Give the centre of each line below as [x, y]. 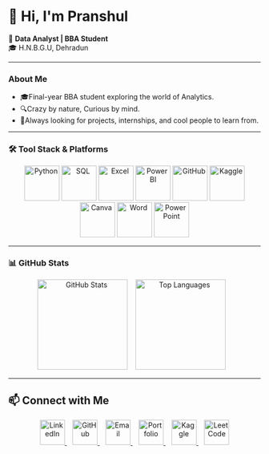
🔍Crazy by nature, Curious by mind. [80, 109]
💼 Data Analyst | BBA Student [58, 39]
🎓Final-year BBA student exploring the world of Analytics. [117, 97]
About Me [28, 79]
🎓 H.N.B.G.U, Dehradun [48, 47]
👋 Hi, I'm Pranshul [68, 16]
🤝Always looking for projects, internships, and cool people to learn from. [139, 120]
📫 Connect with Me [59, 401]
